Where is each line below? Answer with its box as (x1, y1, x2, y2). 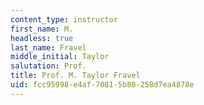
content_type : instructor (10, 14, 118, 25)
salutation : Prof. (10, 61, 87, 71)
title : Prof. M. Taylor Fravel (10, 71, 141, 81)
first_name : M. (10, 24, 74, 34)
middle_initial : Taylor (10, 52, 110, 62)
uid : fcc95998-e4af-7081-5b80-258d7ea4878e (10, 80, 195, 90)
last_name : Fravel (10, 42, 87, 53)
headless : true (10, 33, 74, 43)
